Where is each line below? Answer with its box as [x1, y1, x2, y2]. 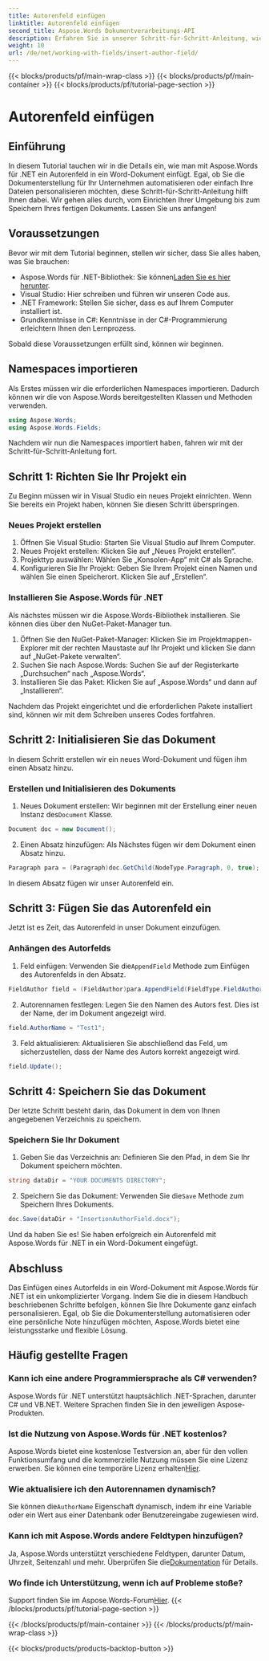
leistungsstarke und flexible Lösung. [8, 1325, 128, 1335]
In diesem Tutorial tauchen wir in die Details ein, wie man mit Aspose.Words [8, 161, 259, 170]
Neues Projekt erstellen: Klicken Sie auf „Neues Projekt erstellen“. [19, 547, 236, 556]
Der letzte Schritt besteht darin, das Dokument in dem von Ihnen [8, 1105, 220, 1116]
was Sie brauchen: [8, 256, 70, 266]
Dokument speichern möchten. [19, 1161, 122, 1170]
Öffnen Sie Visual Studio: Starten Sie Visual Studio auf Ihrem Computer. [19, 538, 256, 548]
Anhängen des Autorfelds [8, 942, 111, 954]
